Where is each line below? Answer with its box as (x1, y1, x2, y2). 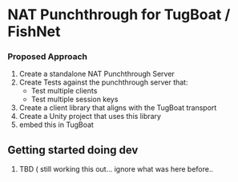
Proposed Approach (7, 51, 87, 62)
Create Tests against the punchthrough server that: (18, 77, 188, 87)
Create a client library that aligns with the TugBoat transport (18, 103, 217, 113)
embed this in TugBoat (18, 120, 94, 129)
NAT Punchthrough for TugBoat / (7, 6, 231, 24)
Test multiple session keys (30, 94, 119, 105)
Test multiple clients (30, 86, 98, 96)
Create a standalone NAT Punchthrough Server (18, 69, 175, 79)
